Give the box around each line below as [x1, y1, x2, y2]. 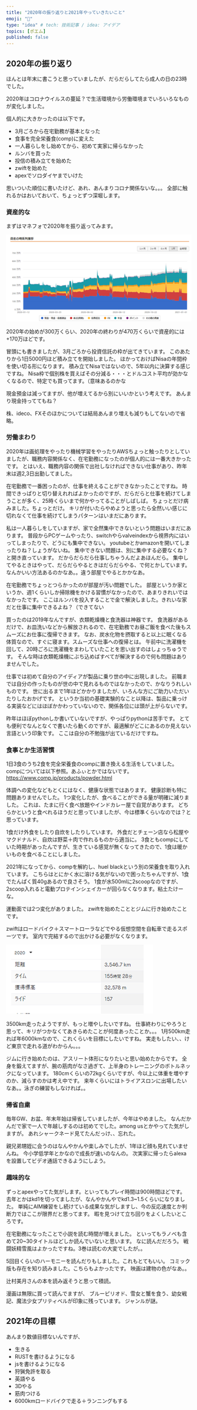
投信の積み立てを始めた [14, 157, 72, 164]
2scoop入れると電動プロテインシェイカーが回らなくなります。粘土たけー [6, 885, 183, 892]
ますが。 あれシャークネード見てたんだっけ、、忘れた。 [6, 1130, 139, 1137]
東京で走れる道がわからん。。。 [11, 1042, 84, 1050]
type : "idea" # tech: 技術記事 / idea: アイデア [6, 22, 121, 28]
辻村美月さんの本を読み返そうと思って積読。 [6, 1277, 115, 1284]
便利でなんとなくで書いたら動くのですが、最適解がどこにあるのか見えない [11, 722, 191, 729]
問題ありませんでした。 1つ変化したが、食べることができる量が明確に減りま [6, 794, 189, 801]
